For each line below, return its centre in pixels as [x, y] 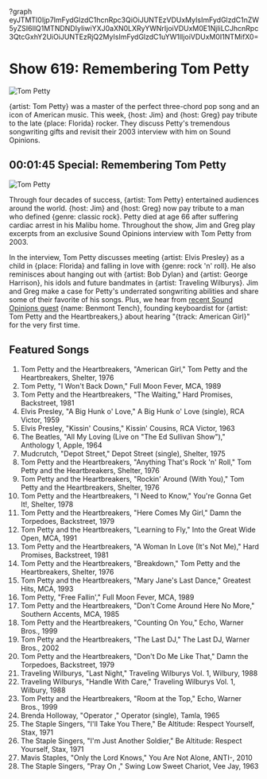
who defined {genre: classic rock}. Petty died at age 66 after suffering [124, 216]
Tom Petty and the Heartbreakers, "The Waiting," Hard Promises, [127, 394]
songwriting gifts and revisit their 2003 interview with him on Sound [120, 131]
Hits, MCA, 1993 [47, 588]
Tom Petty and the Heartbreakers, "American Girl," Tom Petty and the [134, 369]
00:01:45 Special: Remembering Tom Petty [118, 165]
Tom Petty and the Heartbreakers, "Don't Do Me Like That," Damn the [134, 656]
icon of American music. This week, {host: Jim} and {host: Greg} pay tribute [133, 114]
